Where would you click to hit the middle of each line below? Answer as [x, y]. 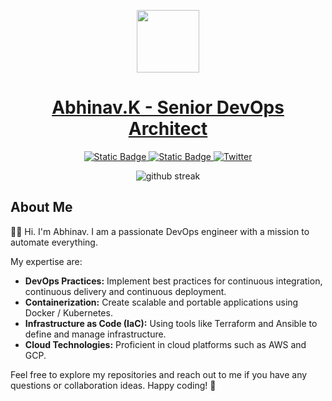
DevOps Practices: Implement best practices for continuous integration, [173, 281]
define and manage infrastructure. [95, 334]
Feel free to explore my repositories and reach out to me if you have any [159, 374]
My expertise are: [46, 261]
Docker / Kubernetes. [68, 312]
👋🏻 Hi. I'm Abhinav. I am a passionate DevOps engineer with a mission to [160, 231]
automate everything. [54, 242]
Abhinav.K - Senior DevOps [168, 107]
